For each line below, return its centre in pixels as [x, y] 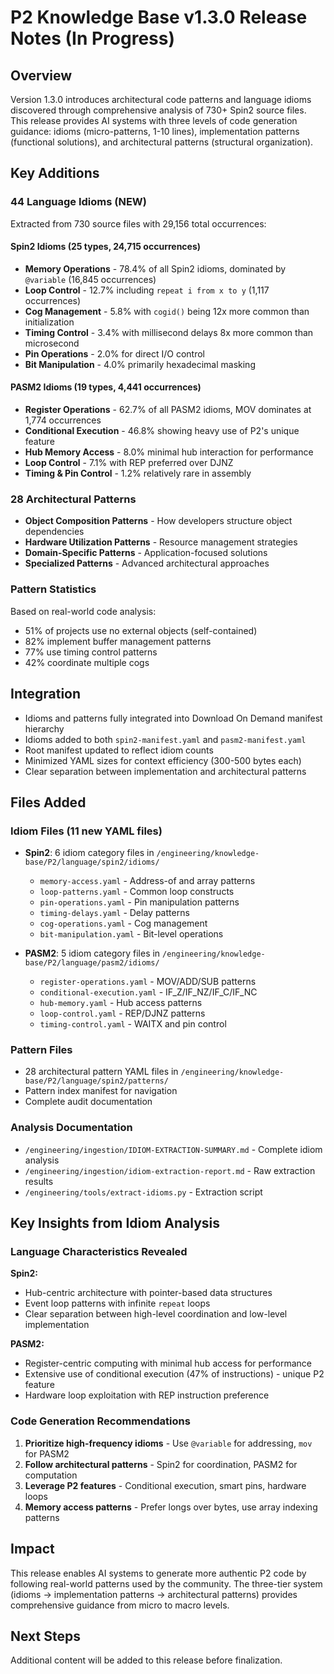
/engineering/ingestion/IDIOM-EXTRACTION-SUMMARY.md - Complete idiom [173, 1149]
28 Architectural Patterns [73, 499]
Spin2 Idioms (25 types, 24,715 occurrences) [106, 247]
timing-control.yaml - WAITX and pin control [133, 1024]
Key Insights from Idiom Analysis [115, 1223]
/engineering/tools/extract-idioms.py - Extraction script [143, 1192]
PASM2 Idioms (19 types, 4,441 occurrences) [106, 387]
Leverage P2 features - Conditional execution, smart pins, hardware [165, 1485]
